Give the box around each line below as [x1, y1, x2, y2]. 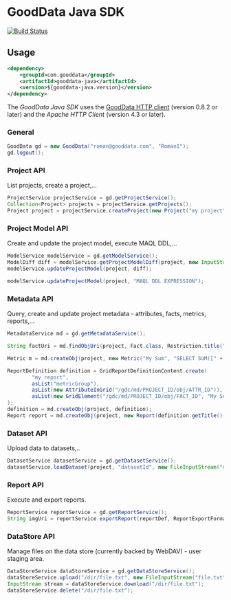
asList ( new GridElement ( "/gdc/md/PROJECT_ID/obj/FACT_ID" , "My [32, 393, 217, 400]
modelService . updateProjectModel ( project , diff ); [7, 265, 153, 272]
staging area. [7, 555, 45, 563]
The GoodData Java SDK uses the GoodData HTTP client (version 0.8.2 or [7, 103, 218, 111]
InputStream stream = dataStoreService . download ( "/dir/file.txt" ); [7, 580, 205, 588]
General [7, 128, 34, 137]
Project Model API [7, 224, 69, 234]
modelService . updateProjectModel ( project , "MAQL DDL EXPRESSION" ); [7, 278, 205, 285]
